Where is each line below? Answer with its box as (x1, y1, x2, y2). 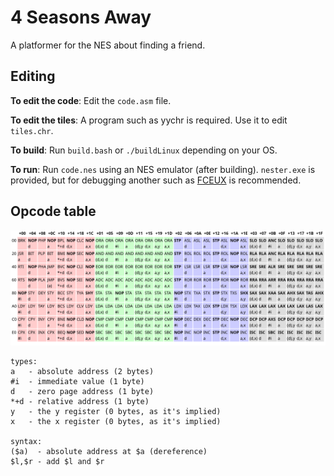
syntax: (10, 436, 43, 446)
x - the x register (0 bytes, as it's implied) (10, 416, 222, 426)
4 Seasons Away (10, 6, 152, 29)
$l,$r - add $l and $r (10, 456, 105, 466)
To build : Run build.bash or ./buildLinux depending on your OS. (10, 144, 278, 156)
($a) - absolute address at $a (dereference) (10, 446, 208, 456)
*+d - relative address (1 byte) (10, 396, 150, 406)
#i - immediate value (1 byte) (10, 376, 145, 386)
